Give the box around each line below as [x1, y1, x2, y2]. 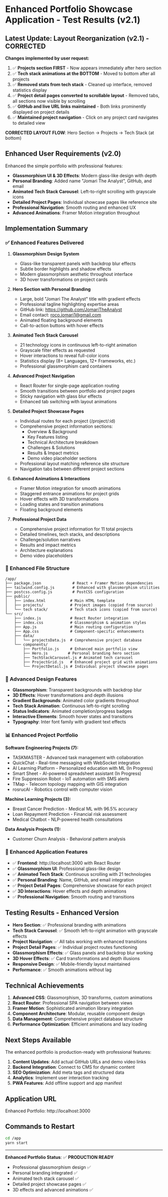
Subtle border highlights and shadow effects [19, 265, 111, 271]
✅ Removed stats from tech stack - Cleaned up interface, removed [12, 82, 152, 87]
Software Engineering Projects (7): [5, 745, 78, 751]
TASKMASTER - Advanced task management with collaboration [12, 755, 143, 761]
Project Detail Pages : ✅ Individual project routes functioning [12, 944, 137, 950]
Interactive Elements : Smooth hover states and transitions [12, 714, 133, 720]
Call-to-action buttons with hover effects [19, 322, 104, 329]
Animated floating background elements [19, 317, 103, 323]
